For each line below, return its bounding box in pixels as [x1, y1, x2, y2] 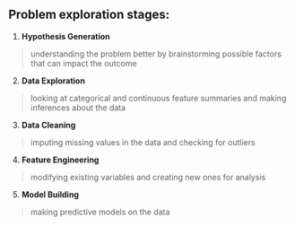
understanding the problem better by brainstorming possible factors [30, 48, 282, 59]
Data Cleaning [21, 119, 76, 130]
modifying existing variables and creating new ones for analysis [30, 171, 266, 182]
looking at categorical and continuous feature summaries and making [30, 92, 287, 103]
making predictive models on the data [30, 206, 170, 217]
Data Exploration [21, 75, 86, 86]
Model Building [21, 188, 80, 200]
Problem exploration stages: [8, 7, 170, 22]
